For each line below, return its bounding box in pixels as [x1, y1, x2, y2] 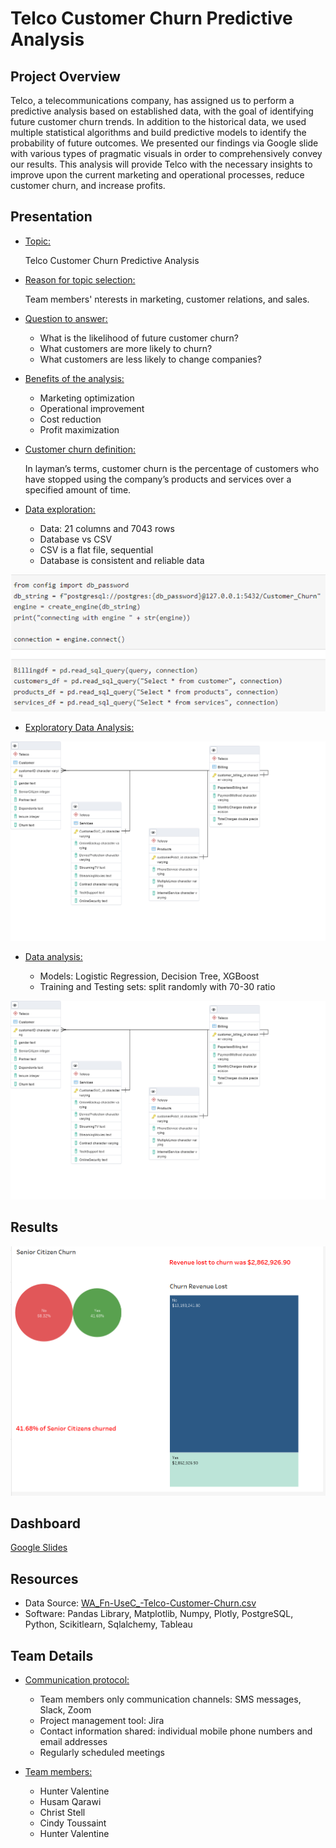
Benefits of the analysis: [24, 372, 125, 384]
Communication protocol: [24, 1674, 130, 1686]
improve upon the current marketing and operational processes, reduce [10, 169, 305, 181]
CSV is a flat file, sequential [39, 543, 154, 556]
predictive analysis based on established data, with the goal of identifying [10, 105, 314, 117]
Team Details [10, 1647, 94, 1664]
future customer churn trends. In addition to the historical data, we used [10, 116, 307, 127]
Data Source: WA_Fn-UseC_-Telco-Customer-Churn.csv [24, 1597, 257, 1609]
